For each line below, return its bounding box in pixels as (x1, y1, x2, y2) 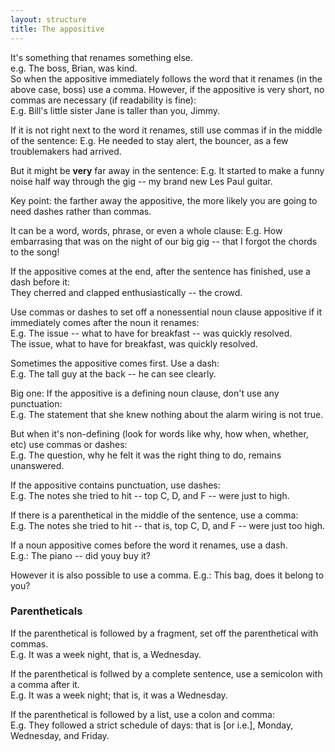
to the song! (10, 246, 60, 258)
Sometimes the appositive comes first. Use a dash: (10, 357, 220, 369)
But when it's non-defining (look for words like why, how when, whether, (10, 427, 309, 440)
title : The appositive (10, 24, 105, 34)
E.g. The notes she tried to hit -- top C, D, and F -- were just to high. (10, 489, 290, 501)
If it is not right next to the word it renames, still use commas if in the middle (10, 124, 323, 136)
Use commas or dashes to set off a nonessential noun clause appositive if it (10, 306, 322, 318)
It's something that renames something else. (10, 51, 194, 63)
